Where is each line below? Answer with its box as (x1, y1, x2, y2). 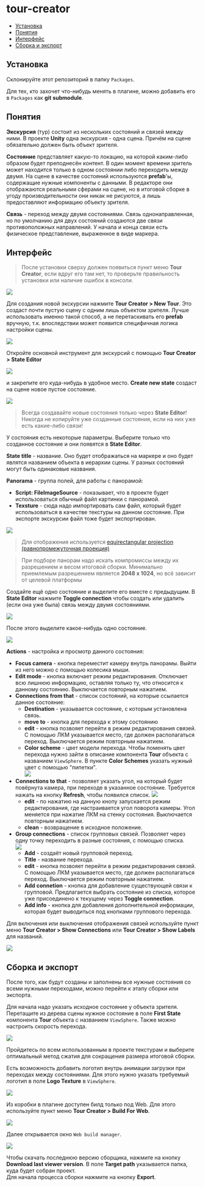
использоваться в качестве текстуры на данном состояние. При (15, 509, 185, 516)
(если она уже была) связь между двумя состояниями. (6, 601, 151, 608)
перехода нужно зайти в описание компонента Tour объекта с (24, 751, 189, 758)
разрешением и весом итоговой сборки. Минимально (21, 563, 163, 571)
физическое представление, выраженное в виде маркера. (6, 230, 160, 237)
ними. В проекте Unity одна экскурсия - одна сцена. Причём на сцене (6, 134, 191, 142)
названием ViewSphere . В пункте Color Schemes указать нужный (24, 757, 192, 765)
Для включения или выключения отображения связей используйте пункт (6, 920, 200, 927)
